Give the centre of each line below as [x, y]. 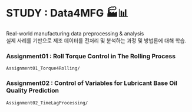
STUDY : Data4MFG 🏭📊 [67, 13]
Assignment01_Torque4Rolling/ [43, 68]
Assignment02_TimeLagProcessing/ [47, 103]
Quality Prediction [32, 91]
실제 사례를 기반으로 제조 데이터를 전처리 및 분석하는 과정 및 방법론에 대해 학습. [96, 40]
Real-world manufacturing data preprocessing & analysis [75, 33]
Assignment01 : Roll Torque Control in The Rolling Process [91, 56]
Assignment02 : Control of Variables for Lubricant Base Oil [92, 83]
